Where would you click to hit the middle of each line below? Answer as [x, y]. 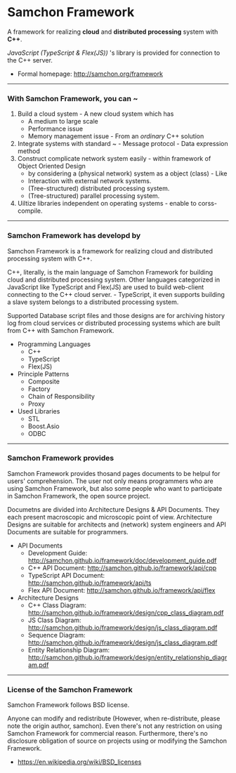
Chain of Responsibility [61, 396]
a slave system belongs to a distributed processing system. [93, 302]
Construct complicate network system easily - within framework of [114, 159]
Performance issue [55, 129]
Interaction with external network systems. [90, 181]
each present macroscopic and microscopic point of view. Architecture [110, 517]
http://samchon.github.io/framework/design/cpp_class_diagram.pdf [126, 612]
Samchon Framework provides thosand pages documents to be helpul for [114, 473]
